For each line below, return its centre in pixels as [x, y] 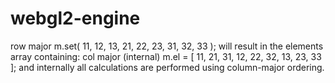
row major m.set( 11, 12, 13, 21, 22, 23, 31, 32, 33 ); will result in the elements [167, 46]
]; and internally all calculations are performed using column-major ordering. [167, 67]
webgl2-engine [75, 18]
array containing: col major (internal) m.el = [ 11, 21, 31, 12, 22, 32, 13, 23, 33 [166, 56]
